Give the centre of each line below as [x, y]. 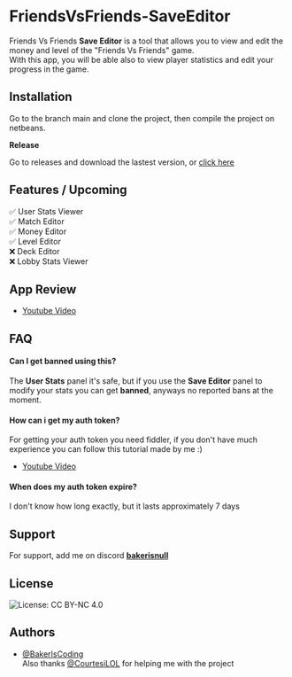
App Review [43, 289]
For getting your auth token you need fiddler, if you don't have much [134, 440]
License [31, 584]
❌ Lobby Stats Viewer [49, 261]
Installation [41, 97]
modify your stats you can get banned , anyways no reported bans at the [142, 390]
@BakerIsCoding [53, 654]
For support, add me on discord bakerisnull [89, 556]
